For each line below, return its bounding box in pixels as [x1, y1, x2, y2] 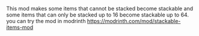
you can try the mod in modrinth [6, 18, 86, 24]
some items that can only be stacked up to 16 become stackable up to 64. [6, 11, 189, 18]
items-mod [6, 24, 34, 31]
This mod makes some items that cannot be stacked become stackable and [6, 5, 194, 12]
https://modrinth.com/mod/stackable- [87, 18, 181, 24]
